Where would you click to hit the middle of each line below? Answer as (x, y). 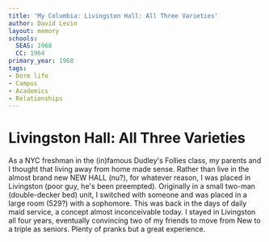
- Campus (23, 83)
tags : (17, 69)
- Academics (28, 91)
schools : (23, 38)
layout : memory (34, 31)
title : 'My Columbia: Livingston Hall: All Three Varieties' (113, 16)
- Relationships (36, 98)
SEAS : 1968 (34, 46)
